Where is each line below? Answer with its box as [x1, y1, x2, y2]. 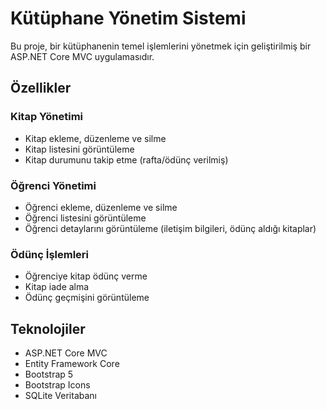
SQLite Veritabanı [24, 390, 97, 402]
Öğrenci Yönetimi [10, 178, 97, 192]
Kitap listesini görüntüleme [24, 143, 135, 155]
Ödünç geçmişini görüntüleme [24, 292, 150, 304]
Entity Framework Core [24, 358, 120, 370]
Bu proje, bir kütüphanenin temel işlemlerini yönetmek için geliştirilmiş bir [10, 40, 312, 52]
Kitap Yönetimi [10, 110, 83, 124]
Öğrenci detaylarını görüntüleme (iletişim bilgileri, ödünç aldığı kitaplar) [24, 222, 317, 234]
